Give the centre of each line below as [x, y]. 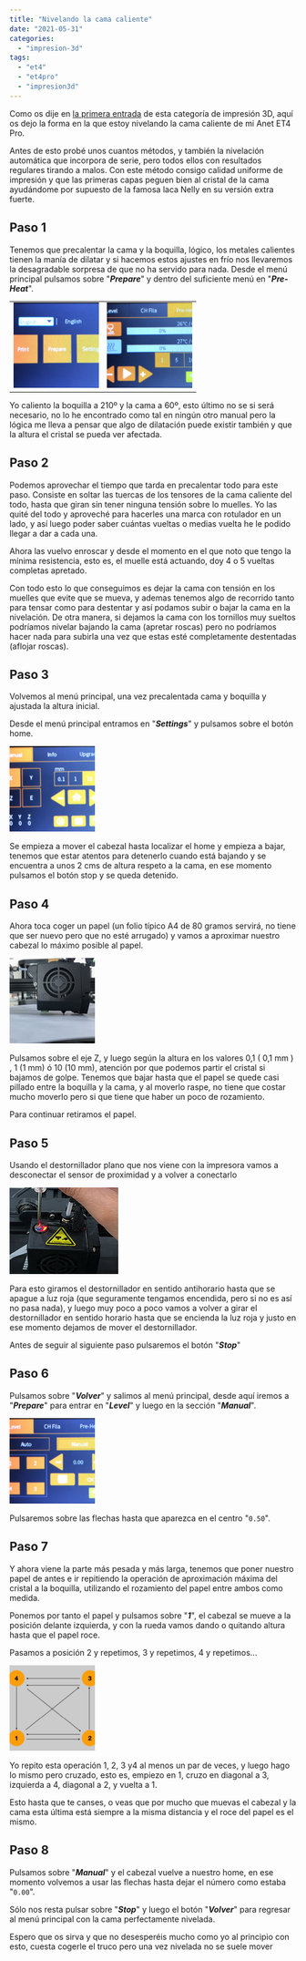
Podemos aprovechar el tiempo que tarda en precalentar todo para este [144, 485]
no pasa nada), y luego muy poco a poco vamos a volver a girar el [133, 1309]
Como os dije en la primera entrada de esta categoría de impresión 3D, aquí [151, 113]
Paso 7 [29, 1547]
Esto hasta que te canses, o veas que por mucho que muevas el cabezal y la [153, 1802]
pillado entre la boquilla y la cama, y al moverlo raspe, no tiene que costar [148, 1087]
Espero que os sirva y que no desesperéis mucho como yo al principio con [149, 1936]
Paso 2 [29, 463]
